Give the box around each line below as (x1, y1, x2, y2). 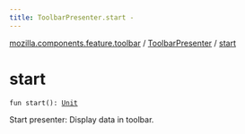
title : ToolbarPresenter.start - (9, 13, 135, 22)
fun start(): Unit (9, 98, 78, 107)
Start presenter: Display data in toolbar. (9, 113, 154, 125)
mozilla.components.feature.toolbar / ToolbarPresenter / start (9, 38, 236, 48)
